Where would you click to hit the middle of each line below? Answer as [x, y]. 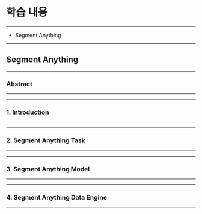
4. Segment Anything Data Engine [57, 197]
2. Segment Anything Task [46, 140]
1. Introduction [28, 112]
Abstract [20, 84]
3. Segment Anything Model [48, 169]
